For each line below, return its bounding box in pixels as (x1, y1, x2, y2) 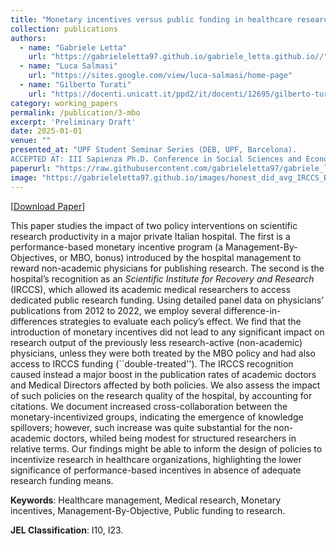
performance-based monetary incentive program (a (10, 241, 224, 253)
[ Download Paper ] (10, 200, 86, 212)
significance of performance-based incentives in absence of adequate (10, 464, 302, 476)
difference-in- (223, 304, 282, 316)
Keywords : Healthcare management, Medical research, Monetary (10, 494, 282, 506)
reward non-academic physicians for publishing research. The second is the (10, 262, 325, 274)
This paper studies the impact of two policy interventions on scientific (10, 219, 298, 231)
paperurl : (10, 163, 52, 173)
